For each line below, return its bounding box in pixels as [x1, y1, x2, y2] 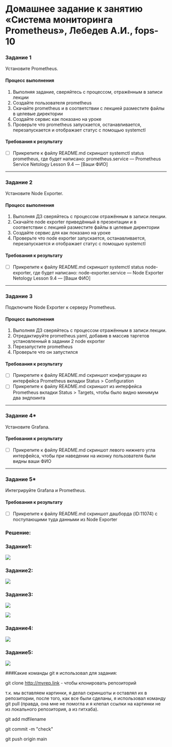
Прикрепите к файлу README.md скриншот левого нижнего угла [12, 447, 156, 453]
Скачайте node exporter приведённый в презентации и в [12, 219, 137, 225]
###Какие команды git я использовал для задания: [5, 670, 118, 676]
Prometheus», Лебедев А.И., [5, 25, 133, 36]
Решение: [5, 529, 31, 536]
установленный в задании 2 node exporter [12, 338, 105, 345]
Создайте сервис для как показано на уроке [12, 230, 111, 236]
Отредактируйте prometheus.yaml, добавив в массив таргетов [12, 333, 149, 339]
